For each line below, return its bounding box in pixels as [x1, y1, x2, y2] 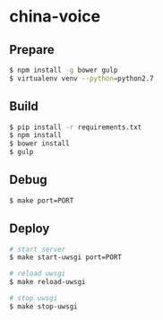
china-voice [9, 6, 101, 27]
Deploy [9, 221, 50, 237]
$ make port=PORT [9, 195, 74, 205]
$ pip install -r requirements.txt [9, 123, 142, 132]
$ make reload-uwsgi [9, 278, 87, 287]
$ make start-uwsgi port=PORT [9, 253, 123, 262]
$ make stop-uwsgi [9, 302, 78, 311]
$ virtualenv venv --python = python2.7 [9, 74, 154, 82]
